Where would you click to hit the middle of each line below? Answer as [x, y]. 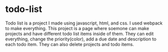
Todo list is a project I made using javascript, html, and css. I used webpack [84, 23]
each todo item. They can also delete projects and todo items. [70, 44]
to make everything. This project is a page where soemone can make [77, 28]
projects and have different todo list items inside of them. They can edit [79, 33]
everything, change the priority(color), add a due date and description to [81, 39]
